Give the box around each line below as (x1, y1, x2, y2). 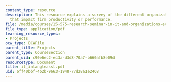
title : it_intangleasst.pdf (5, 64, 65, 69)
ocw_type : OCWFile (5, 41, 44, 46)
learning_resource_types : (5, 31, 60, 36)
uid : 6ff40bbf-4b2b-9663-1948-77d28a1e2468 (5, 69, 99, 74)
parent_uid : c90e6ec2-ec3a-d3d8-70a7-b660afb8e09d (5, 54, 115, 60)
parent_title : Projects (5, 45, 56, 50)
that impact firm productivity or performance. (10, 17, 113, 22)
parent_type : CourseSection (5, 50, 65, 55)
